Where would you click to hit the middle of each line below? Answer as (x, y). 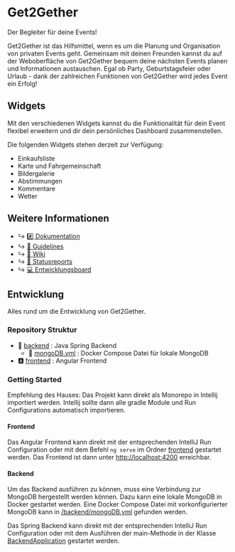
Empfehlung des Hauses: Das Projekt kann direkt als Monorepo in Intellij (113, 395)
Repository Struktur (42, 330)
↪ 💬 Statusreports (45, 261)
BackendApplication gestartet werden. (64, 541)
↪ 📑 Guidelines (40, 246)
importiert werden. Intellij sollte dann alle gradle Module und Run (102, 402)
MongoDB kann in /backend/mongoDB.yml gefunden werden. (98, 512)
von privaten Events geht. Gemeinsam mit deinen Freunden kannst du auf (115, 53)
